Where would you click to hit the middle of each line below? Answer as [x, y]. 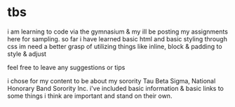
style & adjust [27, 54]
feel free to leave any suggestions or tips [66, 67]
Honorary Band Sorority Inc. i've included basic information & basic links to [116, 88]
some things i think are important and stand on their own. [90, 96]
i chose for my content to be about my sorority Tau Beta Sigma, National [112, 80]
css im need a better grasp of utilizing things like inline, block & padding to [115, 46]
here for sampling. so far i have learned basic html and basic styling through [117, 38]
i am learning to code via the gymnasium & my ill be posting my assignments [117, 31]
